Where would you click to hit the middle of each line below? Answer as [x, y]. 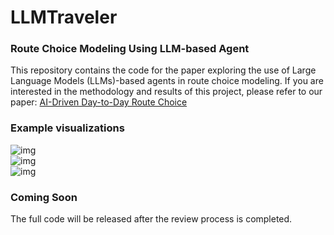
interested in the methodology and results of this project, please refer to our [166, 92]
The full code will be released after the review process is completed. [151, 219]
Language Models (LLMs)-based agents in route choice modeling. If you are [167, 81]
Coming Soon [44, 197]
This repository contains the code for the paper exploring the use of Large [163, 70]
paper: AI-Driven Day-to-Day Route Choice [99, 102]
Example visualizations [67, 128]
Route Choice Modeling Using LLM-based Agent [130, 49]
